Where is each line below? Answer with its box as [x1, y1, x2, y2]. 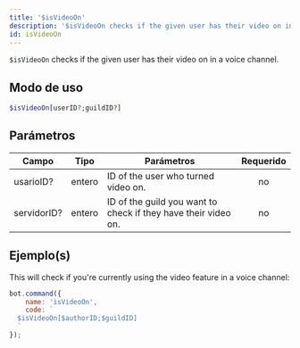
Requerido [240, 154, 287, 167]
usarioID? [13, 175, 54, 187]
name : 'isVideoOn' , [25, 297, 98, 306]
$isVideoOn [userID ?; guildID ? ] [9, 104, 122, 112]
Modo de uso [9, 79, 83, 95]
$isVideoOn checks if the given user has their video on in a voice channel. [9, 54, 279, 65]
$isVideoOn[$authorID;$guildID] [17, 314, 138, 323]
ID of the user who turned [106, 170, 214, 182]
